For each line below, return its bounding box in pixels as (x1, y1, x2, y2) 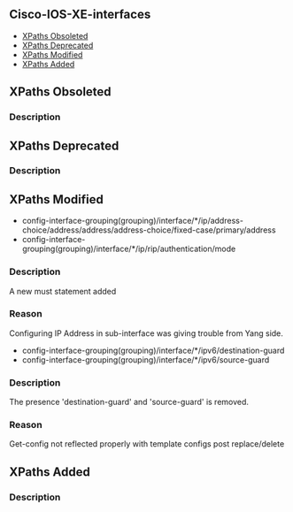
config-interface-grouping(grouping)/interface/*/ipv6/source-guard (21, 354, 270, 365)
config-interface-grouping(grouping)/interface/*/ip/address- (21, 216, 243, 226)
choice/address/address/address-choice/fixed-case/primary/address (21, 225, 276, 235)
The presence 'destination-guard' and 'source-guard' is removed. (9, 397, 250, 408)
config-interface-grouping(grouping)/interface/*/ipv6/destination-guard (21, 345, 285, 355)
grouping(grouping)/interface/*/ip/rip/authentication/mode (21, 243, 236, 255)
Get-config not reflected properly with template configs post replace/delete (9, 439, 285, 449)
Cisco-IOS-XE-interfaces (9, 7, 151, 22)
